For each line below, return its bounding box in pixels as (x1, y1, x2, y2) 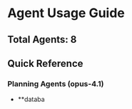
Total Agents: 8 (7, 33, 77, 46)
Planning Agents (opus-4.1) (7, 78, 104, 88)
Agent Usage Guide (7, 5, 125, 21)
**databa (17, 95, 45, 104)
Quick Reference (7, 57, 83, 69)
